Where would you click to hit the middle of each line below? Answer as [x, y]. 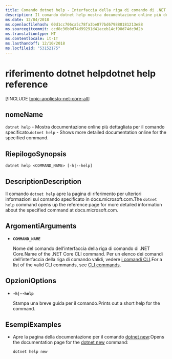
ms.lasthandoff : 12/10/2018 [35, 44]
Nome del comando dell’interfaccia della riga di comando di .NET [81, 248]
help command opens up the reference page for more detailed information [84, 205]
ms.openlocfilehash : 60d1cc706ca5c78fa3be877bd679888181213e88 [74, 24]
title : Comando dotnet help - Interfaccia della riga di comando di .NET [86, 10]
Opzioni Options [31, 281]
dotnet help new [30, 352]
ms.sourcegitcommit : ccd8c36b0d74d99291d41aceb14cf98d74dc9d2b [74, 29]
